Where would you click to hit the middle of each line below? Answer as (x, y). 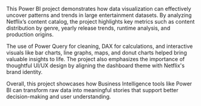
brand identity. (24, 72)
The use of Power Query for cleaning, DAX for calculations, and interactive (100, 46)
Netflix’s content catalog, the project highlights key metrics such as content (101, 22)
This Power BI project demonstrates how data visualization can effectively (99, 9)
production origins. (30, 35)
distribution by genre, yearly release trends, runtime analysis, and (88, 28)
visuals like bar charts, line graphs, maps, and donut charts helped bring (97, 53)
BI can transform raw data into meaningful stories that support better (93, 90)
